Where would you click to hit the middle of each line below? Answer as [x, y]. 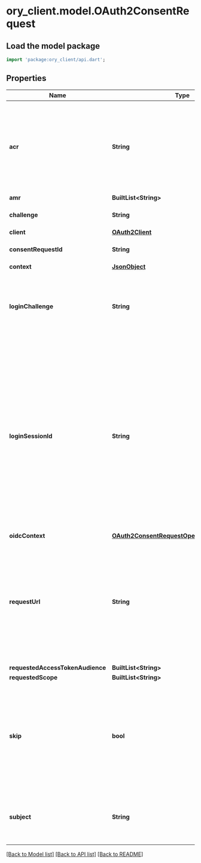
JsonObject [129, 266]
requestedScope [33, 677]
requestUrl [25, 602]
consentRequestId [36, 249]
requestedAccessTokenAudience [58, 667]
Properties [26, 78]
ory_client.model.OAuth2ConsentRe [98, 11]
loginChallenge [31, 306]
